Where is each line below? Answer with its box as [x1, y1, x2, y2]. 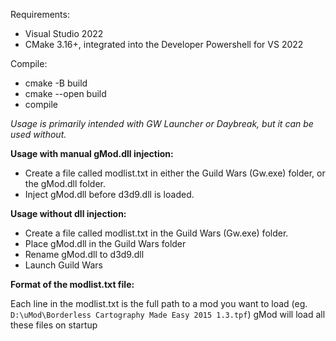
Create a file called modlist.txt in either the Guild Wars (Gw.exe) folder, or [24, 167, 326, 179]
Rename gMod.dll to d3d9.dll [24, 249, 145, 260]
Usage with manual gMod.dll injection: [10, 148, 174, 159]
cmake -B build [24, 77, 88, 89]
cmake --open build [24, 88, 107, 99]
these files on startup [10, 319, 98, 331]
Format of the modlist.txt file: [10, 279, 135, 290]
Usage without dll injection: [10, 208, 127, 219]
